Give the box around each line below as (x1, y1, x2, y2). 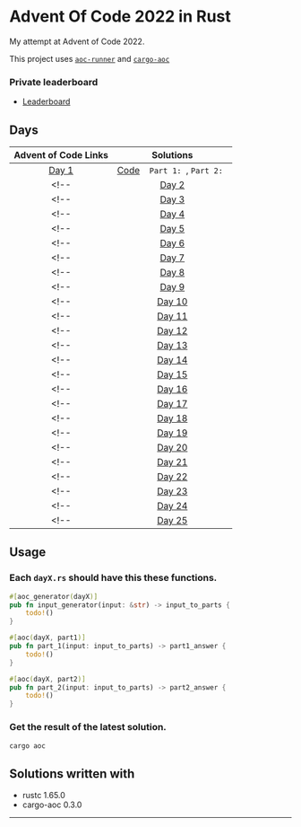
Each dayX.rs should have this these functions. (9, 572, 218, 585)
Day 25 (156, 515, 188, 527)
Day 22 (156, 471, 188, 483)
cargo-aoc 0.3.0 (21, 799, 82, 810)
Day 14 (156, 354, 188, 366)
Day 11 (156, 310, 188, 322)
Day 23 (156, 485, 188, 497)
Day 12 (156, 325, 188, 338)
